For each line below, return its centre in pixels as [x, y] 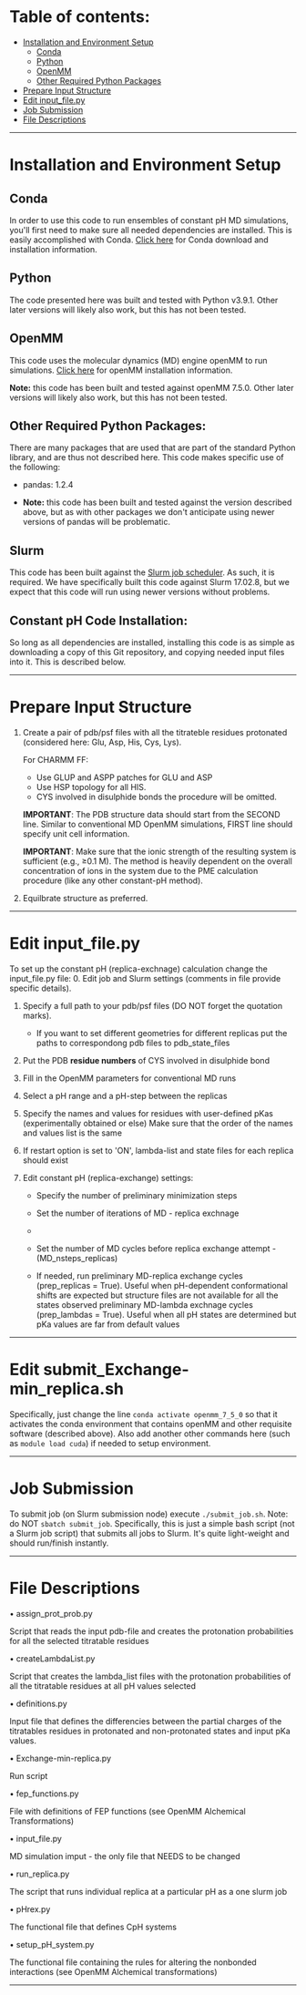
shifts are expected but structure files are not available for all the [157, 1295]
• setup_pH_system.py [52, 1944]
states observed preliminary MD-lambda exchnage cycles [144, 1304]
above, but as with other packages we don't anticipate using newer [148, 512]
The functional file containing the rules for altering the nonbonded [133, 1962]
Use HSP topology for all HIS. [91, 787]
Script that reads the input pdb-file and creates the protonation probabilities [152, 1631]
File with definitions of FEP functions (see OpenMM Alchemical [127, 1811]
